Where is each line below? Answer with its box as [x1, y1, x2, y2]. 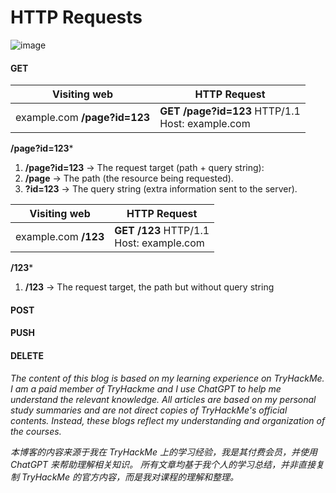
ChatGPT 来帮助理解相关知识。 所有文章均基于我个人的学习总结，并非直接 [10, 458, 316, 470]
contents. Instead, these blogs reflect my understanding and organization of [10, 414, 326, 426]
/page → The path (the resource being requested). [24, 172, 234, 185]
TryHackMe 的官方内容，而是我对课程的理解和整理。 [21, 471, 239, 483]
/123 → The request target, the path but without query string [24, 281, 275, 293]
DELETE [10, 349, 44, 361]
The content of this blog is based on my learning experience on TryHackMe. [10, 372, 325, 384]
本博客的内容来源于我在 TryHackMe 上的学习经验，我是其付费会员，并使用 [10, 446, 318, 458]
